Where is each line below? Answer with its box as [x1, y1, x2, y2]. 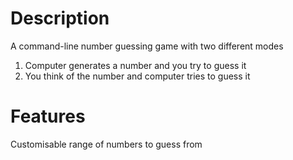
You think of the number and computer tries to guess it [24, 70, 251, 82]
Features [10, 105, 86, 128]
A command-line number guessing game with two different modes [10, 40, 284, 52]
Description [10, 7, 110, 30]
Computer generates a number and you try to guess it [24, 59, 247, 71]
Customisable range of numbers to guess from [10, 138, 203, 150]
